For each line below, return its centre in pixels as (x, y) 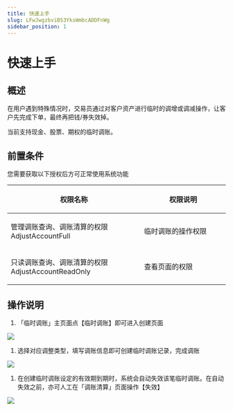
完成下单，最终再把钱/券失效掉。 (66, 117)
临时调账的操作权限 (175, 231)
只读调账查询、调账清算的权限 (60, 263)
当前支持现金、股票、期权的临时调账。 (62, 132)
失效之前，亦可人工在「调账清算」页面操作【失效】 (90, 387)
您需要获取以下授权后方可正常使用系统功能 (68, 174)
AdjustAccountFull (41, 236)
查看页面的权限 (168, 267)
